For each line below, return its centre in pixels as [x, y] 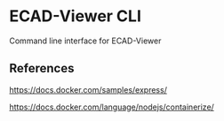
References [42, 68]
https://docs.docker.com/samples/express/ [88, 89]
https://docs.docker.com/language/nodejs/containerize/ [112, 107]
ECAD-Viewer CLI [76, 16]
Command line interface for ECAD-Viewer [85, 41]
